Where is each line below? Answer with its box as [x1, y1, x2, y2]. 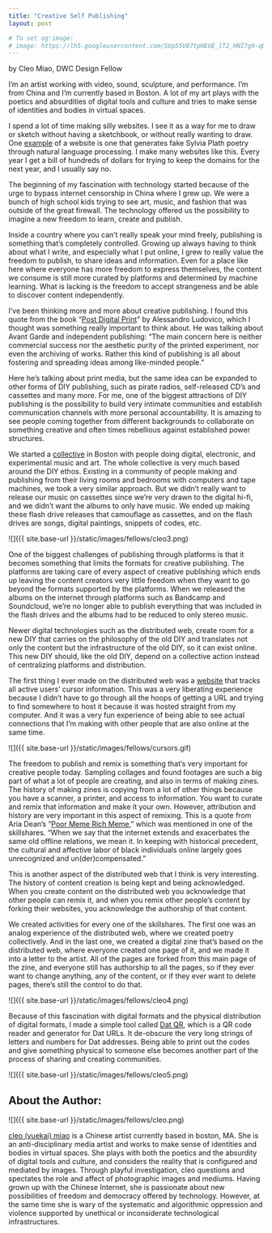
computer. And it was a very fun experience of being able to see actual [8, 710, 245, 720]
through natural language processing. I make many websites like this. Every [8, 147, 261, 156]
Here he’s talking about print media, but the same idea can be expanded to [8, 374, 257, 383]
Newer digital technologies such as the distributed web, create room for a [8, 626, 254, 636]
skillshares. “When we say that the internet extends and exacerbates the [8, 828, 250, 837]
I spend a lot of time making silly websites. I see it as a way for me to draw [8, 121, 257, 131]
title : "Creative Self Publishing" [8, 11, 129, 20]
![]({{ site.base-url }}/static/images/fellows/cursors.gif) [8, 743, 192, 753]
